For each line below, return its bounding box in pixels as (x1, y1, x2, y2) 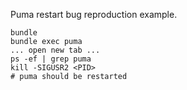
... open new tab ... (10, 45, 101, 55)
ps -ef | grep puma (10, 54, 92, 64)
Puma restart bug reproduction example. (10, 9, 178, 20)
